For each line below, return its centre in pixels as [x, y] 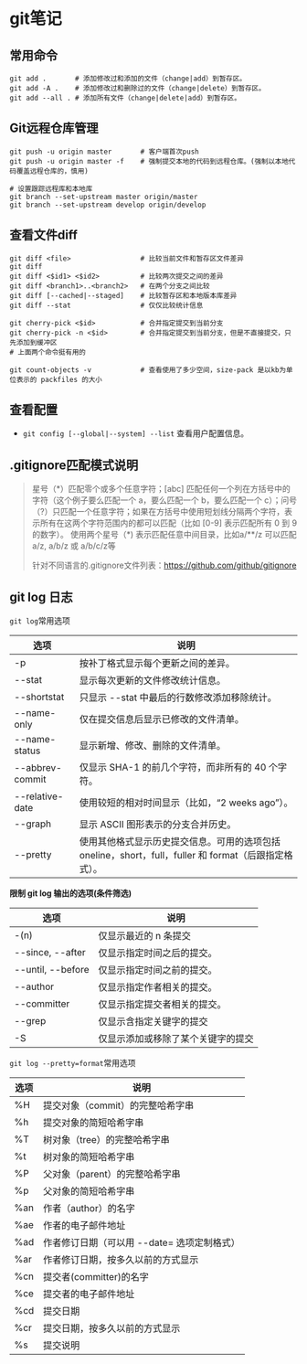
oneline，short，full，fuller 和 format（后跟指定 [181, 856]
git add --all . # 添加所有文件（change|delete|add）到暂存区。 [126, 98]
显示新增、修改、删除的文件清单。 [153, 746]
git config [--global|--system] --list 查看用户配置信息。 [136, 433]
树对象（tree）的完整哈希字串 [106, 1140]
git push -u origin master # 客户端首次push [104, 152]
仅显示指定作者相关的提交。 [158, 987]
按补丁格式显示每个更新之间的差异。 [157, 664]
